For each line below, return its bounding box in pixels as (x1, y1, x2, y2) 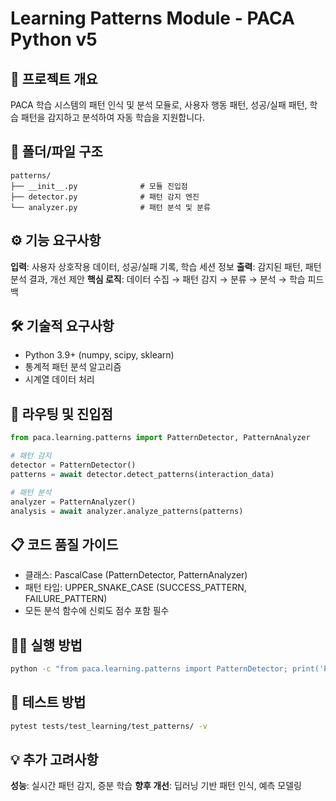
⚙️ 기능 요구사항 (10, 232, 102, 249)
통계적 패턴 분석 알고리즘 (24, 361, 122, 373)
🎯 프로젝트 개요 (10, 70, 98, 87)
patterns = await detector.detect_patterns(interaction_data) (10, 469, 275, 479)
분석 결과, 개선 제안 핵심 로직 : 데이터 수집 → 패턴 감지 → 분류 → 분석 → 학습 (10, 273, 306, 285)
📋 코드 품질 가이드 (10, 536, 119, 553)
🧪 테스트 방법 (10, 694, 87, 711)
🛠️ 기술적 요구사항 (10, 318, 115, 335)
